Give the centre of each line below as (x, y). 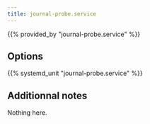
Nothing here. (27, 113)
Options (25, 56)
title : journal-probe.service (52, 14)
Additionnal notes (47, 95)
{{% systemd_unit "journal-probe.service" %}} (75, 73)
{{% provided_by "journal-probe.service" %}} (74, 34)
